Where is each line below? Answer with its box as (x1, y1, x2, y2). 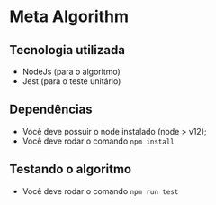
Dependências (9, 102, 93, 117)
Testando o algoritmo (9, 162, 132, 177)
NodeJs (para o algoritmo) (22, 66, 121, 77)
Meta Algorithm (9, 6, 129, 27)
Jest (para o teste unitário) (22, 76, 121, 87)
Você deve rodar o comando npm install (22, 135, 175, 146)
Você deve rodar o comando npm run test (22, 185, 179, 196)
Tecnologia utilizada (9, 42, 126, 58)
